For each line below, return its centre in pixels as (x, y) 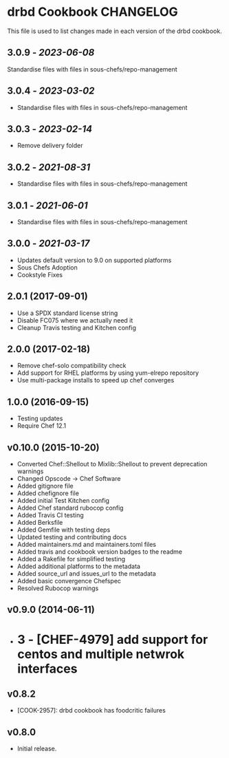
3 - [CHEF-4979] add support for (112, 639)
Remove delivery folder (50, 146)
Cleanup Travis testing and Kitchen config (76, 327)
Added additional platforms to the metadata (79, 566)
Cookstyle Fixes (40, 274)
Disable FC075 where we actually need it (75, 320)
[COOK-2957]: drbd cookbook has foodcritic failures (91, 711)
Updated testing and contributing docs (72, 537)
